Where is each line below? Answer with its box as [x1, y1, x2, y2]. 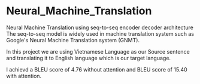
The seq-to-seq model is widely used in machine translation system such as [6, 30, 195, 37]
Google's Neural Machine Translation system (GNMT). [6, 36, 140, 43]
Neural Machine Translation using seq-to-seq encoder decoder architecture [6, 24, 193, 31]
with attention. [6, 72, 42, 79]
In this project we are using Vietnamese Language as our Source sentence [6, 48, 190, 55]
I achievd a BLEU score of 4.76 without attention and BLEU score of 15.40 [6, 66, 187, 73]
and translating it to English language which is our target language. [6, 54, 171, 61]
